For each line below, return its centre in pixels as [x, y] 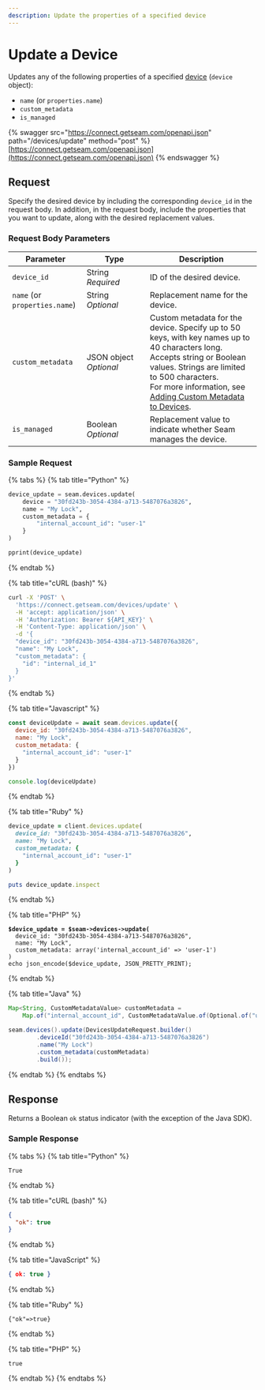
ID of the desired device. [195, 277]
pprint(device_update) [45, 553]
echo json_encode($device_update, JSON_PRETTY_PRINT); [100, 964]
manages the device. [188, 439]
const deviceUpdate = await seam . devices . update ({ [93, 723]
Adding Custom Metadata [197, 396]
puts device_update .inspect [54, 885]
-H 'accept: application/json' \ [70, 612]
